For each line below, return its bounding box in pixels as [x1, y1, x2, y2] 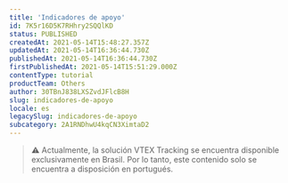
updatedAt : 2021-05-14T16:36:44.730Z [9, 46, 150, 55]
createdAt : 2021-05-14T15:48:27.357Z [9, 37, 150, 47]
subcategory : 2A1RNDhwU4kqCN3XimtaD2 [9, 121, 150, 130]
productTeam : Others [9, 79, 86, 88]
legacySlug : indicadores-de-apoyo [9, 112, 138, 121]
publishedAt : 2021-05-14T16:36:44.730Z [9, 54, 158, 63]
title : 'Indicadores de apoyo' [9, 12, 126, 22]
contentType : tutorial [9, 71, 94, 80]
